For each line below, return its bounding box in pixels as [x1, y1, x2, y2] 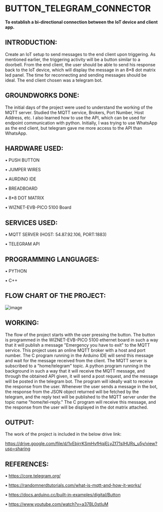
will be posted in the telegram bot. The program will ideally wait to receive [5, 378, 153, 384]
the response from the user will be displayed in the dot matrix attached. [5, 404, 148, 410]
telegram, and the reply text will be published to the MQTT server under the [5, 394, 157, 400]
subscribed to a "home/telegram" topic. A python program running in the [5, 363, 151, 369]
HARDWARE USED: [5, 144, 64, 153]
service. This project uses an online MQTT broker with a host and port [5, 347, 145, 353]
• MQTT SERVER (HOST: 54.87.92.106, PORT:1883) [5, 232, 107, 237]
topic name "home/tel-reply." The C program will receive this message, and [5, 399, 156, 405]
